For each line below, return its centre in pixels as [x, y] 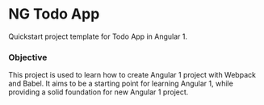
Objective [28, 57]
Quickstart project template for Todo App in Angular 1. [98, 36]
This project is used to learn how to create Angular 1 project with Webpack [132, 75]
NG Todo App [54, 14]
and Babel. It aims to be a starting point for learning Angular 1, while [121, 84]
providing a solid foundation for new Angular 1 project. [98, 92]
